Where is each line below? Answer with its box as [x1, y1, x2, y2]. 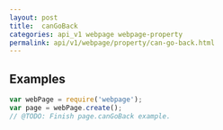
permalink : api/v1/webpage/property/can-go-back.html [9, 38, 216, 48]
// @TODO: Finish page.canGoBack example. [9, 111, 171, 121]
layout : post [9, 13, 58, 22]
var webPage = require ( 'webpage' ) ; [9, 95, 143, 104]
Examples [9, 71, 66, 86]
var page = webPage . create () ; [9, 103, 123, 112]
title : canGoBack [9, 22, 78, 30]
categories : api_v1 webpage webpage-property [9, 30, 183, 39]
